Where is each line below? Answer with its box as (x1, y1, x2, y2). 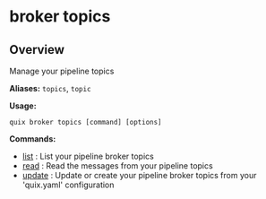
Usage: (9, 100, 38, 111)
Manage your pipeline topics (9, 65, 115, 76)
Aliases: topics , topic (9, 83, 91, 93)
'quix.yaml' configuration (21, 179, 115, 190)
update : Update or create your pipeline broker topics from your (21, 170, 257, 180)
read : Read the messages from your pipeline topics (21, 160, 213, 171)
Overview (9, 42, 65, 57)
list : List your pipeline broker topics (21, 151, 154, 161)
